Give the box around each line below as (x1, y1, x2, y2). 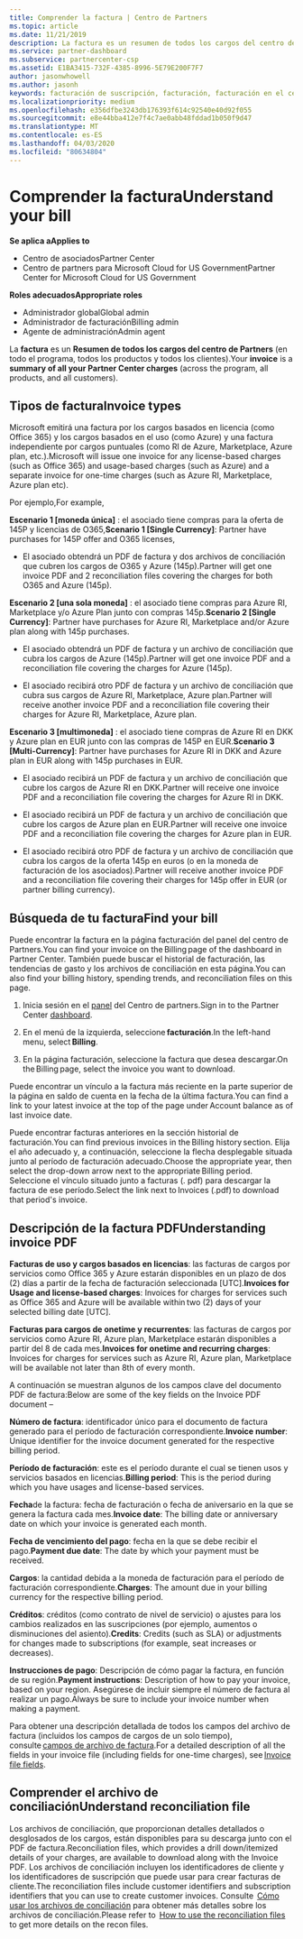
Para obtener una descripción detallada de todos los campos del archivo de (9, 1721, 290, 1732)
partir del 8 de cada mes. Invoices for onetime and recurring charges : (9, 1343, 271, 1354)
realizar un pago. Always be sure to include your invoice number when (9, 1694, 269, 1705)
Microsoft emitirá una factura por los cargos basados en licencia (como (9, 422, 275, 433)
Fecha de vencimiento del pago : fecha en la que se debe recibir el (9, 1536, 258, 1547)
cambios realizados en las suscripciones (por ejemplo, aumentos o (9, 1619, 258, 1629)
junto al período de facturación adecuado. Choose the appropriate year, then (9, 1156, 292, 1167)
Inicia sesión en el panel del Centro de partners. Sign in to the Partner (22, 1000, 280, 1011)
